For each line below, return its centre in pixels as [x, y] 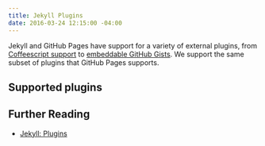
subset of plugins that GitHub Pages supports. [84, 62]
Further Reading [49, 115]
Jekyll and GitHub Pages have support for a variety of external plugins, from [133, 45]
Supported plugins [56, 87]
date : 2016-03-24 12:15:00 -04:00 [65, 23]
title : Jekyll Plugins [46, 15]
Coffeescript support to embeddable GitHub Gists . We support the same [126, 54]
